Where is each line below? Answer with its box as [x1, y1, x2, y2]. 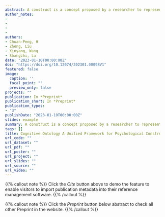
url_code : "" [5, 136, 32, 141]
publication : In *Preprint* [5, 94, 63, 99]
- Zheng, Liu [5, 44, 32, 49]
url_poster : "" [5, 149, 36, 154]
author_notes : [5, 12, 34, 17]
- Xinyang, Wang [5, 48, 38, 53]
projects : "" [5, 90, 32, 95]
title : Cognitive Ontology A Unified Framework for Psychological [5, 131, 144, 136]
